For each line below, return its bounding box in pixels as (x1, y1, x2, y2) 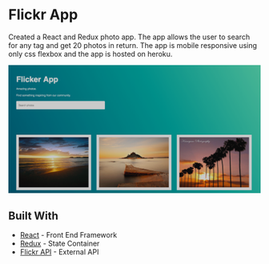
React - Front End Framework (19, 230, 118, 240)
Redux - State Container (19, 238, 100, 249)
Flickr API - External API (19, 247, 99, 257)
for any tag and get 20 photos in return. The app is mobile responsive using (8, 40, 258, 50)
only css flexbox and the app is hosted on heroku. (8, 49, 173, 58)
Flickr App (8, 6, 78, 24)
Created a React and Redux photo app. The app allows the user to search (8, 32, 251, 42)
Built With (8, 209, 58, 222)
